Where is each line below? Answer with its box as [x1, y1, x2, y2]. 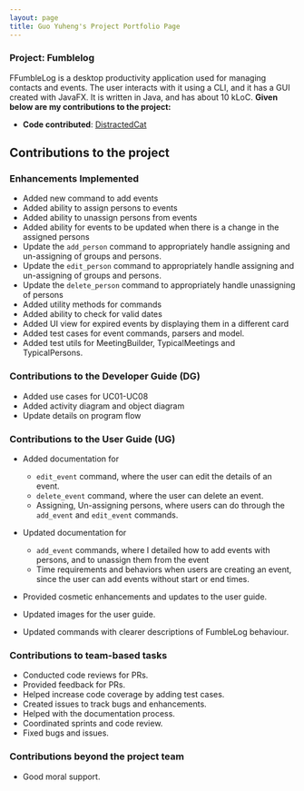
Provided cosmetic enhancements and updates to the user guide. [22, 591, 268, 602]
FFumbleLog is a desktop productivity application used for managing [9, 72, 267, 83]
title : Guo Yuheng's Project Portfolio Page [9, 22, 181, 31]
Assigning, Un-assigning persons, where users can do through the [35, 500, 286, 511]
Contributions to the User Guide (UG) [9, 432, 176, 445]
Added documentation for [22, 453, 120, 464]
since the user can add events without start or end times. [35, 574, 250, 585]
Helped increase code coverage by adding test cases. [22, 689, 225, 700]
